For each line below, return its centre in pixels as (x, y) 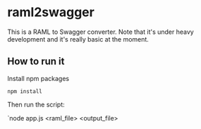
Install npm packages (38, 78)
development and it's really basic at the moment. (78, 39)
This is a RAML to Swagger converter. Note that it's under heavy (100, 32)
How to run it (36, 62)
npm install (25, 91)
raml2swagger (51, 12)
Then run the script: (36, 104)
